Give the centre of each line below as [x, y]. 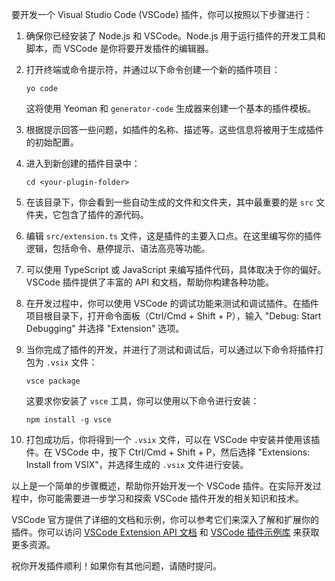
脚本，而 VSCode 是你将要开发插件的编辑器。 [119, 48]
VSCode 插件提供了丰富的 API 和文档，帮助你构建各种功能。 [149, 282]
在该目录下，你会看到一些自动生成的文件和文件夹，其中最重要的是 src [169, 202]
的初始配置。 [52, 142]
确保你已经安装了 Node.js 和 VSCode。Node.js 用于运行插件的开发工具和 [175, 36]
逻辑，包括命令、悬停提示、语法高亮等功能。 [118, 248]
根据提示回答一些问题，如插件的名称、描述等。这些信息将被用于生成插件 [174, 129]
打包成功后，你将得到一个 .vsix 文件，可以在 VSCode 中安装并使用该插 [173, 439]
